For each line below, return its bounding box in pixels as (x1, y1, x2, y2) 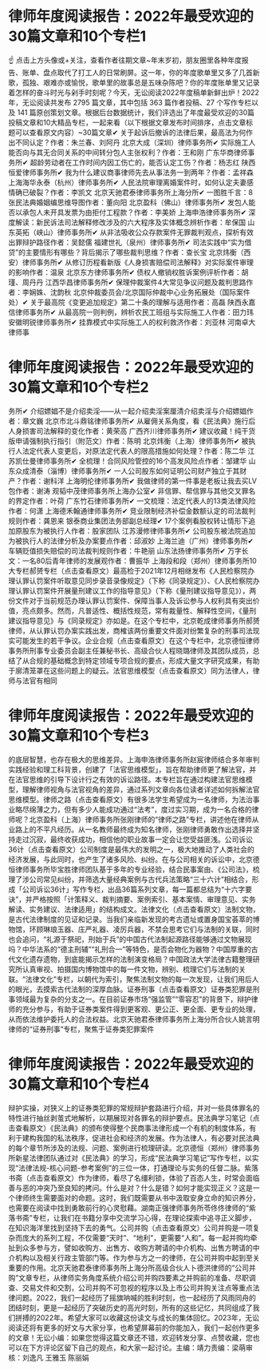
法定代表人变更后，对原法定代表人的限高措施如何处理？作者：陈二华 (22, 446, 246, 455)
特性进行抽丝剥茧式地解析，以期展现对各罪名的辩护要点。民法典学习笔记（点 (8, 1113, 260, 1122)
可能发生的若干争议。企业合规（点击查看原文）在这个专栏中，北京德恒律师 (14, 636, 260, 645)
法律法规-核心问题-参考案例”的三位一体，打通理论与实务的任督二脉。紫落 (18, 1163, 259, 1173)
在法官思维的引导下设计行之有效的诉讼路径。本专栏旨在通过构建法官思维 (8, 774, 246, 784)
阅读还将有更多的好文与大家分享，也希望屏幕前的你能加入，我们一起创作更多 (8, 1323, 260, 1332)
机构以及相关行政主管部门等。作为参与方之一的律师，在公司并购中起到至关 (14, 1253, 260, 1262)
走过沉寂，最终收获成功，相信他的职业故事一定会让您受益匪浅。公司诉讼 (14, 834, 253, 844)
